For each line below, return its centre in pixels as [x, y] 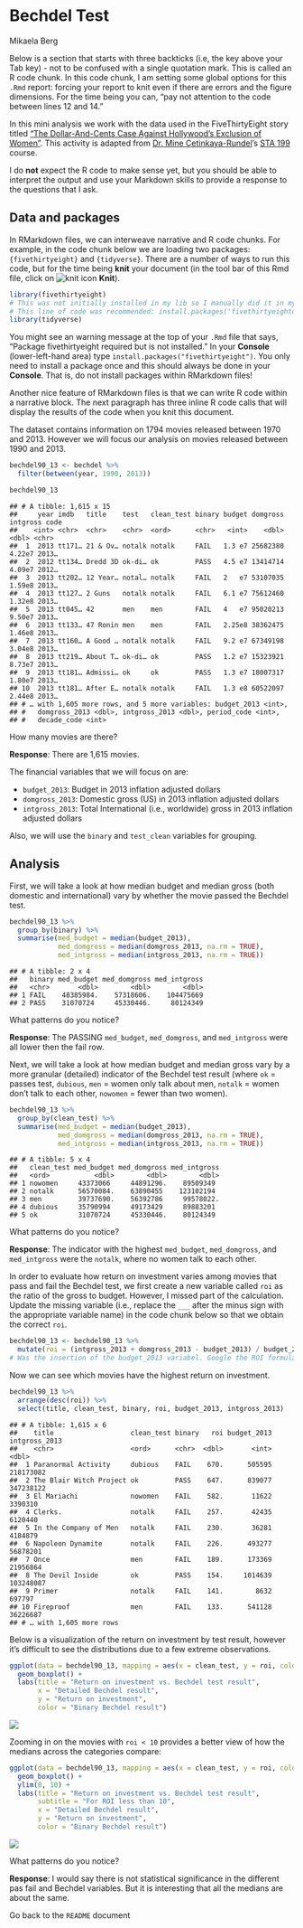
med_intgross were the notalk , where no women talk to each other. [133, 1259]
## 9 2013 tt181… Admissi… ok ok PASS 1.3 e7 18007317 [147, 672]
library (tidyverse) [46, 320]
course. [23, 152]
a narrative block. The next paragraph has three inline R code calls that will [148, 402]
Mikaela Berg [34, 41]
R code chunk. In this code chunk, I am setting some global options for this [148, 77]
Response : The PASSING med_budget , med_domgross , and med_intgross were [149, 1038]
